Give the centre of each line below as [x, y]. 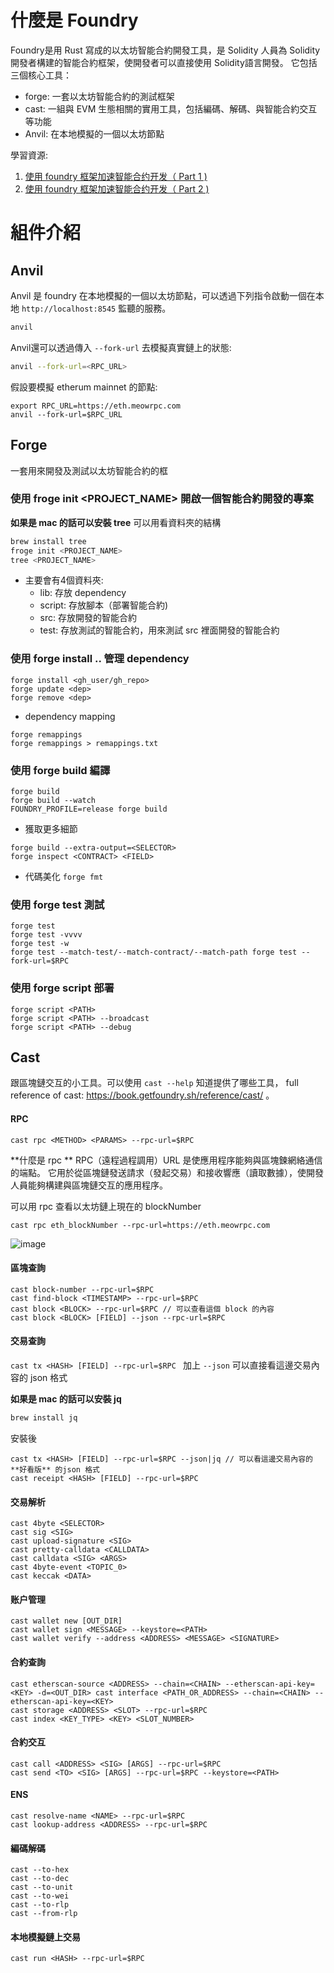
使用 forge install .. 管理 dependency [100, 659]
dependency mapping [70, 716]
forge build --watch [53, 801]
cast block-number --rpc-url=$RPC [82, 1289]
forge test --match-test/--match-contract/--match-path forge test [154, 952]
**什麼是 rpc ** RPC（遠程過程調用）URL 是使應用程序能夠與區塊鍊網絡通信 [166, 1160]
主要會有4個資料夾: [64, 580]
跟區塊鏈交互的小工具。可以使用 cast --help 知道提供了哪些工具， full [154, 1083]
